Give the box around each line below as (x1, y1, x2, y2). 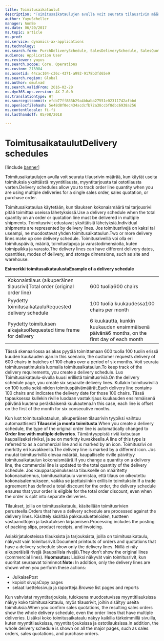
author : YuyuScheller (5, 16, 49, 21)
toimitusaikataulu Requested (7, 303, 71, 310)
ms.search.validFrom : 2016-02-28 (5, 84, 73, 90)
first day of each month (90, 336, 143, 343)
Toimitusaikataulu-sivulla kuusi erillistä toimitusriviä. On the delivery (5, 374, 140, 380)
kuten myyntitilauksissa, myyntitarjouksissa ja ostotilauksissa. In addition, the (5, 620, 159, 626)
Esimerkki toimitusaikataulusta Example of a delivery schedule (5, 266, 134, 271)
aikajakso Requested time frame (7, 326, 80, 333)
